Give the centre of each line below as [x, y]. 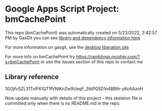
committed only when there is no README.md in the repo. [63, 103]
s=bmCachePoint [22, 62]
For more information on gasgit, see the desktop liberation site [67, 47]
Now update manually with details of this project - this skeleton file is [74, 98]
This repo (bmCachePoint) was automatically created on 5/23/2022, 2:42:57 [81, 32]
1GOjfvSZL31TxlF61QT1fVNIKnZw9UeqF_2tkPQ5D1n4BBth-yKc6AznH [74, 89]
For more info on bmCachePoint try [40, 56]
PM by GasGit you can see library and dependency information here [73, 38]
